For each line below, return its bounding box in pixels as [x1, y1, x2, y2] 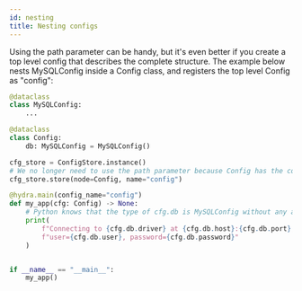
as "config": [9, 75, 54, 85]
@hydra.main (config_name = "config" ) [9, 190, 143, 200]
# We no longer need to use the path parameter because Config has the [9, 166, 283, 175]
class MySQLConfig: [9, 101, 83, 110]
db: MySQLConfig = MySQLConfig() [25, 141, 151, 151]
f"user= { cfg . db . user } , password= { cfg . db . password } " [41, 233, 240, 242]
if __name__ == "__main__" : [9, 265, 115, 274]
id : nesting [9, 13, 54, 22]
